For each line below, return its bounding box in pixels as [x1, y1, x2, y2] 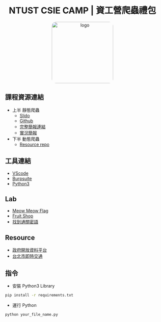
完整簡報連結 [19, 124, 46, 130]
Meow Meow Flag [12, 208, 49, 214]
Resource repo [19, 141, 50, 147]
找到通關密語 [12, 219, 38, 225]
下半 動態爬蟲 [12, 136, 40, 142]
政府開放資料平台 [12, 247, 47, 253]
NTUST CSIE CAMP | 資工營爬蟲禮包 [9, 5, 156, 16]
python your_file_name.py [5, 312, 58, 317]
